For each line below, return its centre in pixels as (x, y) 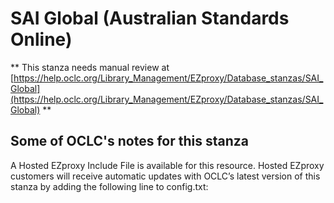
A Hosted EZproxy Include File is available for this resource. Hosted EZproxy (167, 165)
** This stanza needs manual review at (90, 67)
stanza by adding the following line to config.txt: (109, 186)
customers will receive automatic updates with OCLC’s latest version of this (165, 176)
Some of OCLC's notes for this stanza (129, 141)
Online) (41, 39)
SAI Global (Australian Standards (150, 18)
